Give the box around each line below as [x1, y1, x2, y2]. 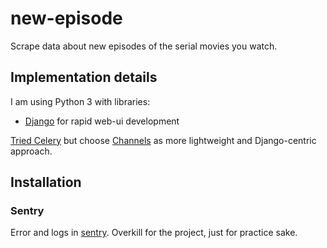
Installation [10, 174, 82, 191]
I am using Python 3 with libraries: [10, 95, 151, 107]
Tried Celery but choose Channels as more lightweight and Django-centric [10, 134, 317, 146]
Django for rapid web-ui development [24, 115, 180, 127]
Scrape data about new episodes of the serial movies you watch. [10, 40, 278, 52]
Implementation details [10, 69, 158, 86]
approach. [10, 145, 53, 157]
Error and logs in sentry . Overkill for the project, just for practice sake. [10, 227, 298, 239]
